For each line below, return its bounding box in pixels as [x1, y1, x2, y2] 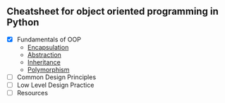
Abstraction [27, 50, 61, 59]
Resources [16, 89, 49, 97]
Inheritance [27, 57, 61, 66]
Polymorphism [27, 65, 70, 74]
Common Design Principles [16, 73, 97, 81]
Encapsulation [27, 43, 69, 51]
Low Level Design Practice [16, 81, 95, 89]
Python [6, 17, 39, 29]
